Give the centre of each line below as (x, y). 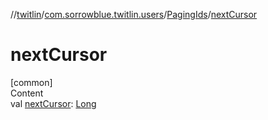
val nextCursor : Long (53, 103)
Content (27, 93)
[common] (31, 82)
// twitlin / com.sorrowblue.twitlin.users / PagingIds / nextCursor (134, 14)
